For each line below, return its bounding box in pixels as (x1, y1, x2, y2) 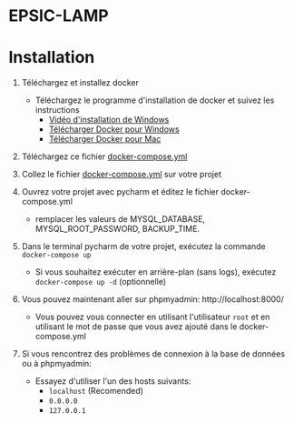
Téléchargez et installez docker (21, 77, 140, 88)
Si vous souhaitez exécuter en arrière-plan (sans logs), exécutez (34, 267, 277, 277)
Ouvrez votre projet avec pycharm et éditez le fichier (21, 186, 220, 197)
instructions (34, 105, 80, 116)
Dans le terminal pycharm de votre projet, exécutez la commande (21, 241, 266, 252)
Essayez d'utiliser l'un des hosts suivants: (34, 376, 191, 387)
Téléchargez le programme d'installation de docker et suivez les (34, 95, 275, 106)
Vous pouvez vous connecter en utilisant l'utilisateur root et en (34, 311, 270, 323)
